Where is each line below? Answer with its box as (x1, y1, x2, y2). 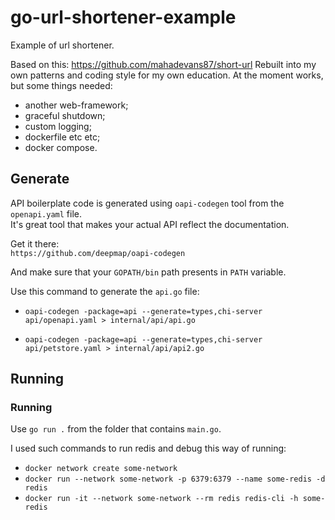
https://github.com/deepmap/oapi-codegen (10, 248, 186, 258)
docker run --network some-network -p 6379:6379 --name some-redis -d (24, 474, 326, 485)
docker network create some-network (24, 464, 178, 474)
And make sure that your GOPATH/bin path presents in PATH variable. (10, 266, 287, 278)
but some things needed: (10, 79, 113, 91)
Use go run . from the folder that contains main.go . (10, 423, 222, 435)
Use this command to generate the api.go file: (10, 285, 200, 297)
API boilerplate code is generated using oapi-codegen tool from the (10, 197, 285, 209)
